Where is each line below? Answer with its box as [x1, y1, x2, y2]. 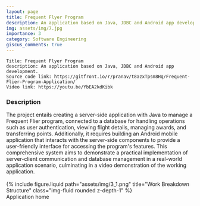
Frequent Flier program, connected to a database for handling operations [6, 118, 186, 125]
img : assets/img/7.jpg [6, 25, 62, 31]
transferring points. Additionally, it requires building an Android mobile [6, 130, 178, 137]
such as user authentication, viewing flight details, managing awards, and [6, 124, 186, 131]
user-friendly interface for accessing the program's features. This [6, 143, 168, 150]
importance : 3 [6, 31, 42, 37]
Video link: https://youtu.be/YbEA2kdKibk [6, 84, 113, 90]
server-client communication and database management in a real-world [6, 156, 183, 163]
